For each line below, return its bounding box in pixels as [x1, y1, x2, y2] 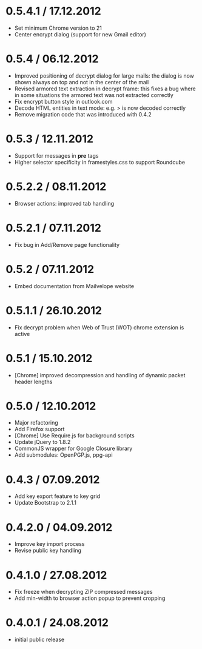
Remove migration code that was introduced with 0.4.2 [14, 110, 152, 118]
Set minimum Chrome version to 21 [14, 24, 103, 32]
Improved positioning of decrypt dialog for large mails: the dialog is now [14, 72, 195, 79]
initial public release [14, 636, 65, 644]
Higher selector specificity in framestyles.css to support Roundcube [14, 158, 186, 166]
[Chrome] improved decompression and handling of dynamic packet [14, 371, 186, 378]
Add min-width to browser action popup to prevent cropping [14, 594, 166, 602]
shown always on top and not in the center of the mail [14, 78, 149, 86]
